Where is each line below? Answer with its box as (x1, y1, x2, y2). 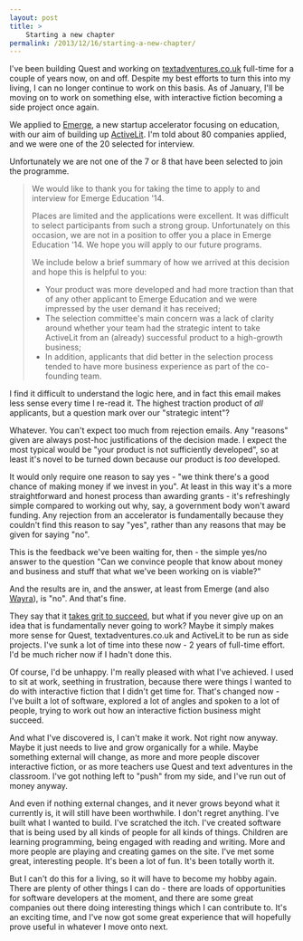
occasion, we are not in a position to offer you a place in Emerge (31, 230, 271, 241)
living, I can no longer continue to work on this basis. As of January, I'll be (9, 82, 285, 93)
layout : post (9, 13, 59, 23)
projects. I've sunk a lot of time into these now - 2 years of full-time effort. (9, 639, 286, 650)
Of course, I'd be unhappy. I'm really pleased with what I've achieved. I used (9, 667, 294, 677)
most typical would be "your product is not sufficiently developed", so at (9, 445, 279, 456)
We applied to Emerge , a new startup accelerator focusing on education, (9, 120, 280, 130)
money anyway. (9, 781, 68, 792)
